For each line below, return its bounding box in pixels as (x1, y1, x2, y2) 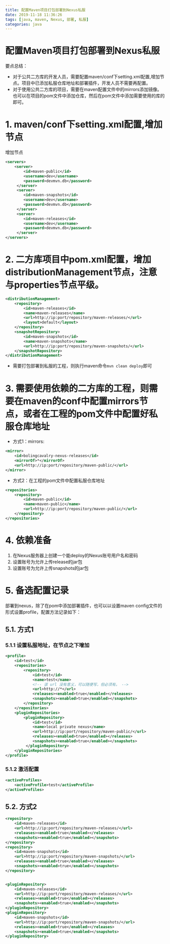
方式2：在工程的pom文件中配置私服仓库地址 (12, 477, 105, 483)
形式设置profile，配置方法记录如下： (5, 608, 81, 615)
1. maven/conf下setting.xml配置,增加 (5, 119, 163, 130)
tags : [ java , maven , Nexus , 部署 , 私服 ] (5, 17, 89, 22)
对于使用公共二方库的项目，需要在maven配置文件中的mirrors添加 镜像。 (12, 86, 162, 93)
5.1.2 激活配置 (5, 766, 39, 773)
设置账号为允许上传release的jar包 (12, 559, 83, 565)
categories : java (5, 21, 42, 27)
